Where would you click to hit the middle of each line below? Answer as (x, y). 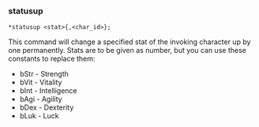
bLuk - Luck (39, 116)
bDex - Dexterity (47, 107)
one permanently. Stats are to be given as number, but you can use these (127, 50)
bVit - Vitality (41, 82)
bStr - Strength (44, 74)
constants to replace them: (52, 59)
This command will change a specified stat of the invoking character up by (129, 42)
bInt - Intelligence (48, 91)
